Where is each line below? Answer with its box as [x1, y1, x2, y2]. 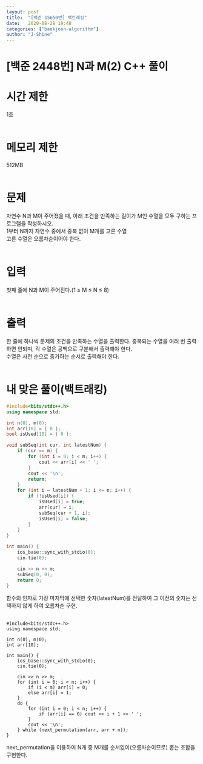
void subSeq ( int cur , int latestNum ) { [6, 442, 107, 449]
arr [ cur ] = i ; [38, 504, 75, 511]
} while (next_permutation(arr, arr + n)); [17, 727, 129, 733]
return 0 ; [17, 577, 42, 583]
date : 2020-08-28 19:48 [6, 20, 72, 26]
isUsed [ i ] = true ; [38, 499, 85, 505]
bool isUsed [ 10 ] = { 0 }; [6, 431, 72, 438]
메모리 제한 [6, 141, 58, 155]
